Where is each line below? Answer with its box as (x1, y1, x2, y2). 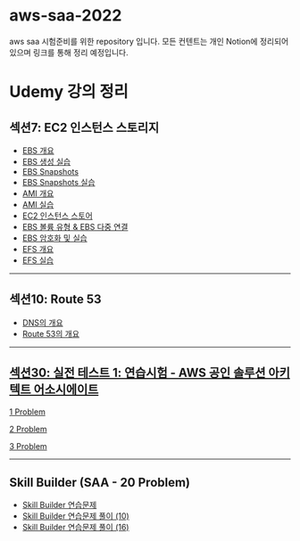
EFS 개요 (21, 243, 54, 254)
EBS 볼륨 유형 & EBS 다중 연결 (21, 221, 129, 232)
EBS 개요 (21, 144, 55, 156)
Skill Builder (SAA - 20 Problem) (9, 474, 190, 490)
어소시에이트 (33, 382, 99, 398)
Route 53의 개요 (21, 328, 80, 339)
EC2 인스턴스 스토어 (21, 210, 94, 221)
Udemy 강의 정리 (9, 82, 129, 102)
